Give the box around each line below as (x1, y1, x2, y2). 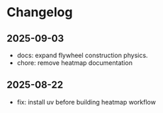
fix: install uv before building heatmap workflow (16, 97, 157, 106)
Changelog (6, 4, 73, 20)
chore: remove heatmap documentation (16, 59, 133, 67)
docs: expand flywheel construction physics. (16, 51, 148, 59)
